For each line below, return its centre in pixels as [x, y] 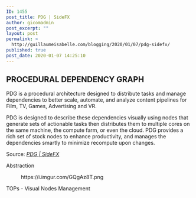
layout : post [22, 34]
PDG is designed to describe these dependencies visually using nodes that [97, 118]
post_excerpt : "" [27, 28]
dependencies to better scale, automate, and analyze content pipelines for [97, 100]
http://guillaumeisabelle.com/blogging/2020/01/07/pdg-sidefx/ [91, 45]
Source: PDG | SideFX [33, 154]
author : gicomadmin [30, 22]
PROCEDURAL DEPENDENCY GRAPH [75, 79]
